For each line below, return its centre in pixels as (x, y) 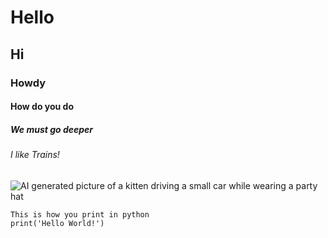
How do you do (42, 107)
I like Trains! (35, 155)
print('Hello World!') (57, 223)
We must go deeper (52, 129)
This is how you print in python (80, 214)
